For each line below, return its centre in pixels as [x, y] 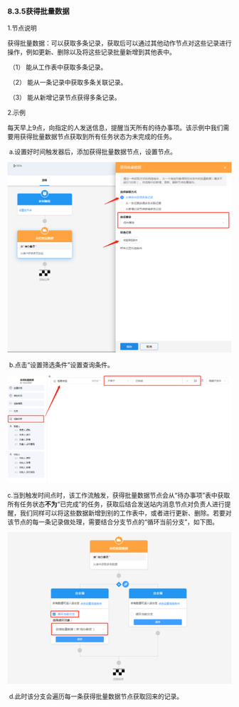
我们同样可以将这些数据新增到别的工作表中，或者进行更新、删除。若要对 [126, 513]
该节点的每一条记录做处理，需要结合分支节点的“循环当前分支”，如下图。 [113, 522]
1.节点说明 [22, 28]
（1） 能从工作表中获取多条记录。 [58, 67]
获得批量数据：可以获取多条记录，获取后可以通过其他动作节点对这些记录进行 [119, 43]
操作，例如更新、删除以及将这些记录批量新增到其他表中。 [91, 52]
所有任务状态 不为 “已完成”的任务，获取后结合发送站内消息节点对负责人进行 [116, 504]
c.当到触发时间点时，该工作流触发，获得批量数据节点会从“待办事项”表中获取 [119, 495]
